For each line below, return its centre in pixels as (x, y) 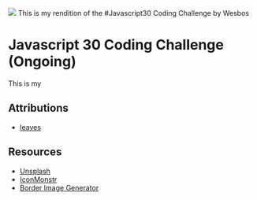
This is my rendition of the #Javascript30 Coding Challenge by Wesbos (134, 13)
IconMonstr (38, 179)
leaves (30, 127)
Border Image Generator (59, 187)
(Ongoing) (42, 62)
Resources (35, 152)
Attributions (39, 108)
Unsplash (35, 171)
